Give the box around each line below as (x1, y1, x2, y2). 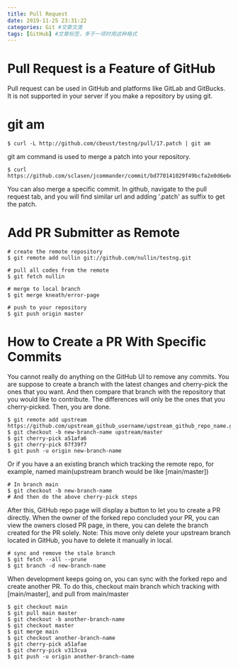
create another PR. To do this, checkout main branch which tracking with (7, 583, 220, 590)
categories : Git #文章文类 (7, 23, 83, 31)
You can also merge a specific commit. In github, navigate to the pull (7, 185, 208, 194)
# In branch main (7, 481, 59, 488)
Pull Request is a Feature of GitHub (7, 61, 216, 77)
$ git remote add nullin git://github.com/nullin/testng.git (7, 255, 192, 262)
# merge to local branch (7, 285, 81, 293)
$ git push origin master (7, 310, 84, 318)
